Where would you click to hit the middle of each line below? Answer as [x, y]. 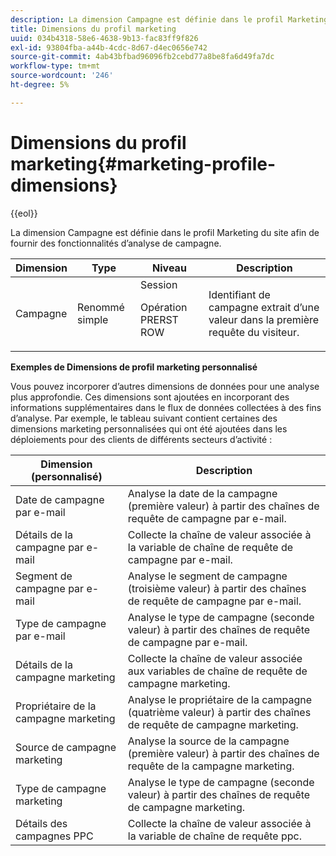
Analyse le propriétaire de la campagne [220, 699]
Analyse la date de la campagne [202, 493]
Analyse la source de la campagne [208, 741]
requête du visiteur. [254, 332]
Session [159, 284]
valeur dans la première [264, 319]
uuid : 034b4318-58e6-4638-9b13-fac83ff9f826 [104, 38]
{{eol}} [24, 213]
